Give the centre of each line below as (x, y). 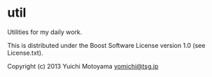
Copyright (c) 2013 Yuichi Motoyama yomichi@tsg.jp (83, 66)
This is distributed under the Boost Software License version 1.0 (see (106, 45)
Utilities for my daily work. (45, 32)
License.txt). (25, 53)
